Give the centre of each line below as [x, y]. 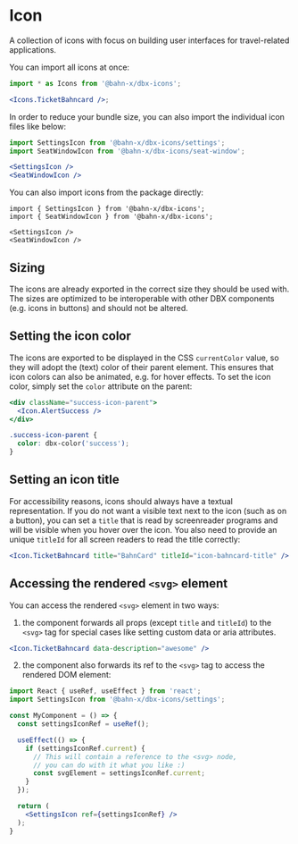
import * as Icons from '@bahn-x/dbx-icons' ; [95, 83]
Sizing [27, 268]
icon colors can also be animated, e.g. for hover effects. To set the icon [140, 376]
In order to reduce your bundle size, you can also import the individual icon [147, 116]
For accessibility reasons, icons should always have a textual [121, 501]
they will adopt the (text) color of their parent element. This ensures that [141, 367]
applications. [33, 49]
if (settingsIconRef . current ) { [85, 748]
